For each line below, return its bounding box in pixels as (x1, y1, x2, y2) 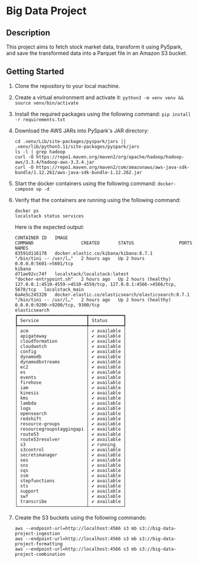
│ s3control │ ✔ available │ (14, 447, 126, 453)
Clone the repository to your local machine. (14, 82, 120, 89)
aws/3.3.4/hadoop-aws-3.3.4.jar (14, 159, 95, 165)
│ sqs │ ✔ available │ (14, 467, 126, 473)
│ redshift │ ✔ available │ (14, 415, 126, 422)
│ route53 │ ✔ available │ (14, 431, 126, 437)
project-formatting (14, 541, 63, 547)
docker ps (14, 208, 40, 214)
